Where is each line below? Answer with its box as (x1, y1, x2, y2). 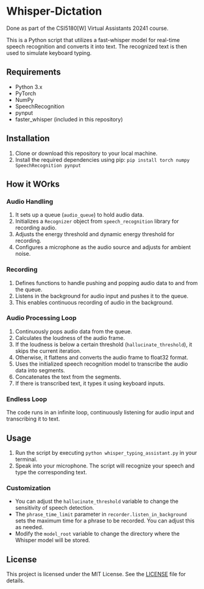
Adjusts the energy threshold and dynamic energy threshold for (15, 231, 175, 238)
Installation (6, 133, 50, 144)
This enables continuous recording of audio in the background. (15, 298, 174, 306)
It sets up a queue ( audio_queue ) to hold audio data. (15, 211, 144, 219)
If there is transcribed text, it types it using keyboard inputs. (15, 380, 166, 387)
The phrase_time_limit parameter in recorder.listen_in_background (15, 511, 188, 518)
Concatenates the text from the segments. (15, 373, 122, 380)
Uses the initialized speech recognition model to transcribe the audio (15, 360, 188, 367)
